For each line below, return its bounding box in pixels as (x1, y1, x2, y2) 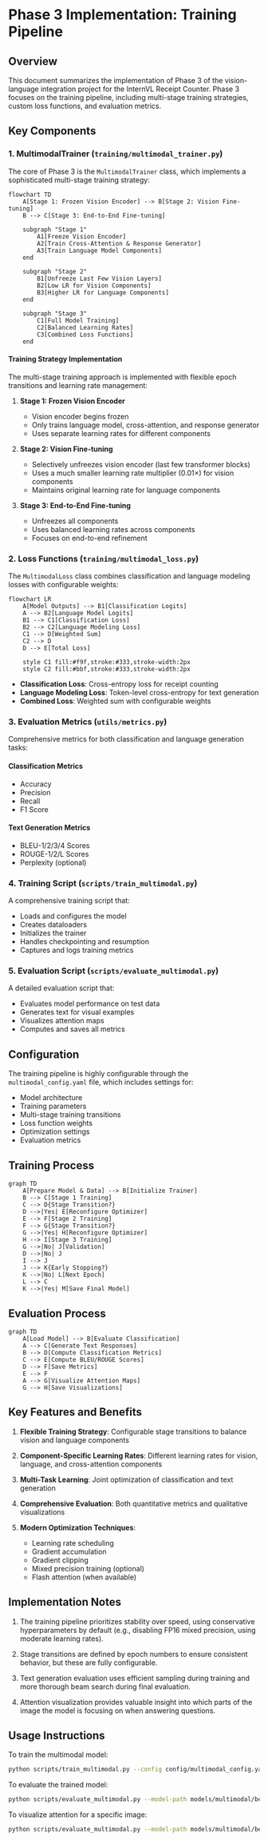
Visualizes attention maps (19, 1016, 105, 1026)
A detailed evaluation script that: (8, 983, 115, 993)
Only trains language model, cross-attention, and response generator (31, 420, 260, 430)
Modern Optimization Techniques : (19, 1523, 136, 1532)
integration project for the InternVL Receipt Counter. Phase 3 (40, 84, 240, 94)
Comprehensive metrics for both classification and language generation (8, 734, 245, 744)
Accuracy (19, 778, 52, 789)
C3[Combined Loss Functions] (37, 330, 134, 338)
